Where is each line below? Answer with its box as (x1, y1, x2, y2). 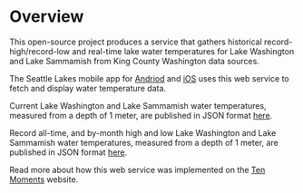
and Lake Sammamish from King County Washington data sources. (9, 55, 260, 66)
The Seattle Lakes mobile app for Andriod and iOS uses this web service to (9, 72, 290, 83)
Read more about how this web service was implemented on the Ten (9, 164, 266, 175)
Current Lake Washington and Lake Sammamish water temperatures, (9, 100, 267, 111)
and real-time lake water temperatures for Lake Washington (72, 45, 295, 56)
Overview (9, 6, 84, 27)
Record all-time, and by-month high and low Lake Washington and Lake (9, 127, 277, 138)
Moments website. (9, 174, 79, 185)
